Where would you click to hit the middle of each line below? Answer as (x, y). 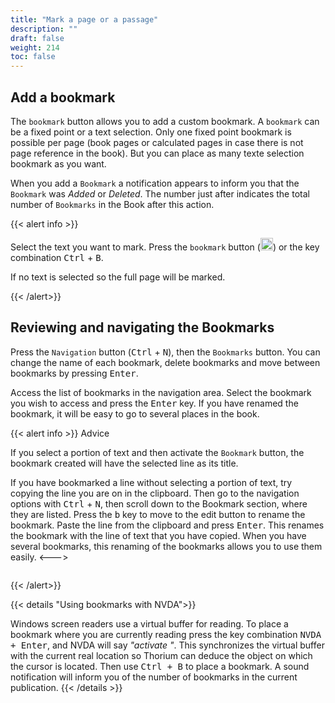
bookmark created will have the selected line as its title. (124, 463)
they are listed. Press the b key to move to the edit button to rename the (158, 514)
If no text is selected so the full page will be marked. (118, 277)
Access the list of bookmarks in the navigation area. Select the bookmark (161, 392)
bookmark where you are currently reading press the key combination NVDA (166, 634)
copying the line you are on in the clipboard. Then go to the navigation (155, 493)
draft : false (37, 38)
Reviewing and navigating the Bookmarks (142, 327)
